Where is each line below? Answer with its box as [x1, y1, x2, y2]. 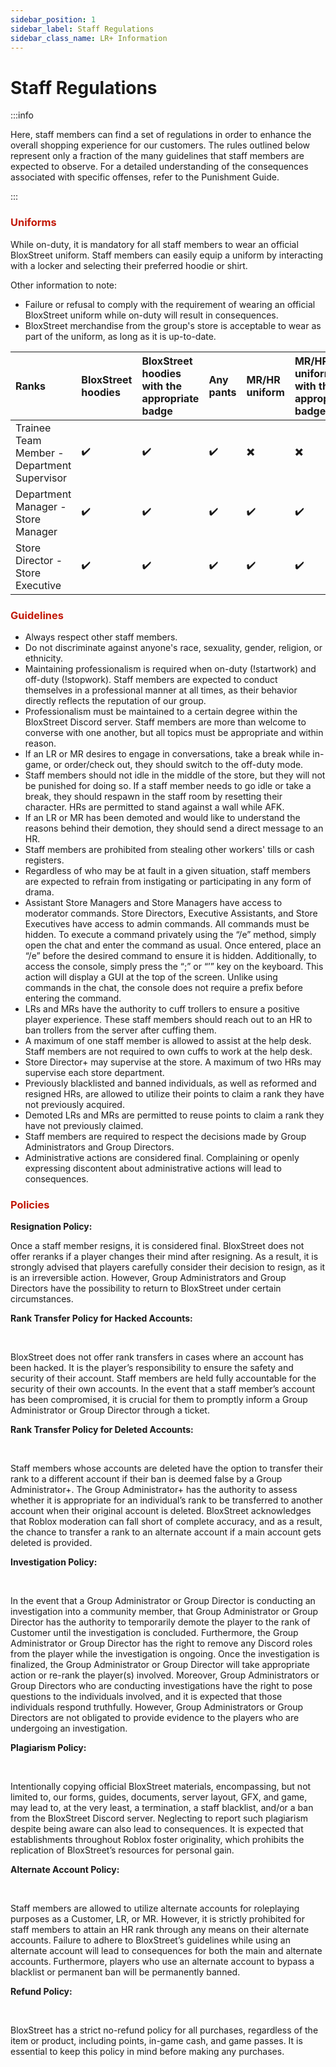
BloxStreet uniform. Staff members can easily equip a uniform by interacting [10, 249, 324, 261]
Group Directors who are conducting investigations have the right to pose [10, 1680, 313, 1692]
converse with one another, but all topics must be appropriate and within [24, 726, 324, 738]
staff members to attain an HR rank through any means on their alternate [10, 1924, 310, 1936]
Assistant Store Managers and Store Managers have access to [24, 896, 283, 908]
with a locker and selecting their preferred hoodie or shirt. [10, 259, 248, 271]
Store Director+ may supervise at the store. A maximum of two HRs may [24, 1056, 322, 1068]
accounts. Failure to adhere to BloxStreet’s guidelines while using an [10, 1934, 291, 1946]
